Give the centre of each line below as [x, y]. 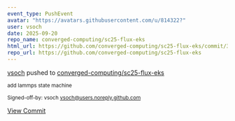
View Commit [27, 111]
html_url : [22, 46]
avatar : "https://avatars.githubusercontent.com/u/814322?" [97, 20]
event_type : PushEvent [40, 14]
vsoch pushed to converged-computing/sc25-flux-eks [86, 72]
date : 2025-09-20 [33, 33]
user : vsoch [24, 27]
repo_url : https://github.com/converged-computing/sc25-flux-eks [104, 53]
